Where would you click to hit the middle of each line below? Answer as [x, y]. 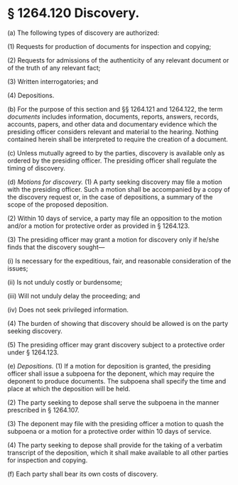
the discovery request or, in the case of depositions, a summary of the [110, 197]
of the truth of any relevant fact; [54, 67]
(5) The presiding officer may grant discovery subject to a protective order [116, 344]
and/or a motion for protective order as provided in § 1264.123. [99, 226]
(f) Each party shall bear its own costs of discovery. [83, 474]
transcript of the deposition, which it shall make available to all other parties [118, 452]
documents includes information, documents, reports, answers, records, [113, 116]
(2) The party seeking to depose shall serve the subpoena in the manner [113, 402]
